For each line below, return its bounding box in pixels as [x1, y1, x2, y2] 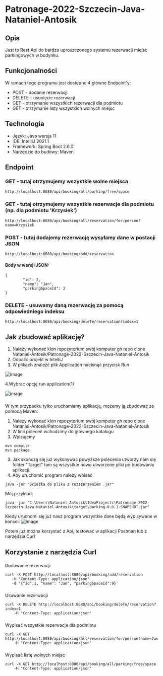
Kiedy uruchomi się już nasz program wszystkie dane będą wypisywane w [5, 513, 158, 520]
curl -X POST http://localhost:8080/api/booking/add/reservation [5, 572, 143, 577]
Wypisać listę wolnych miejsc [5, 652, 65, 658]
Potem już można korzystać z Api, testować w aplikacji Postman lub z [5, 528, 147, 534]
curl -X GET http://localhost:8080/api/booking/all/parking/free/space [5, 662, 156, 667]
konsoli [5, 519, 20, 525]
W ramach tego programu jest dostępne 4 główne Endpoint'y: [5, 79, 131, 85]
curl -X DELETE [5, 602, 37, 607]
